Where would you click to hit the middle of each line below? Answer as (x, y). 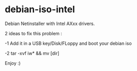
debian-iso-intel (40, 9)
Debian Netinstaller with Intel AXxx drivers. (50, 23)
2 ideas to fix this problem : (33, 33)
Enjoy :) (13, 63)
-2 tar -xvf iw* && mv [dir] (32, 53)
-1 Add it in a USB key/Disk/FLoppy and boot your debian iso (68, 43)
